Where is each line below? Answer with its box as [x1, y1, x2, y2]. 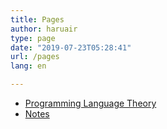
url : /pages [10, 52, 60, 62]
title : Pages [10, 14, 65, 25]
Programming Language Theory [24, 97, 157, 109]
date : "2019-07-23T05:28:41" [10, 42, 132, 53]
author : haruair [10, 24, 78, 34]
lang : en [10, 61, 47, 71]
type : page [10, 33, 56, 43]
